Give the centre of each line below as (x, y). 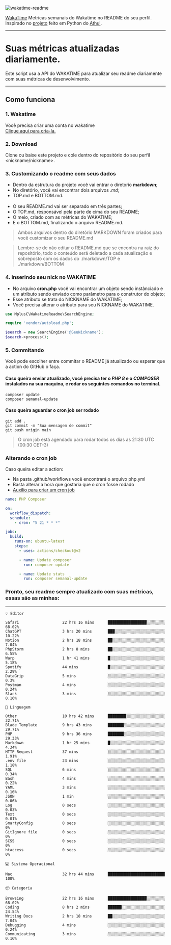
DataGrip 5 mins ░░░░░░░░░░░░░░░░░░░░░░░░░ (85, 676)
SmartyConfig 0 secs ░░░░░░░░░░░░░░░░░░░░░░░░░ (85, 823)
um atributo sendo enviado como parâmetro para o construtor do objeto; (89, 294)
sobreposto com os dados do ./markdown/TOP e (69, 259)
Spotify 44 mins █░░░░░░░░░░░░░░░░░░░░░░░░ (85, 667)
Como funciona (30, 100)
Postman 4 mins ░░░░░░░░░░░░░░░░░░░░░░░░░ (85, 685)
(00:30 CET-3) (33, 445)
